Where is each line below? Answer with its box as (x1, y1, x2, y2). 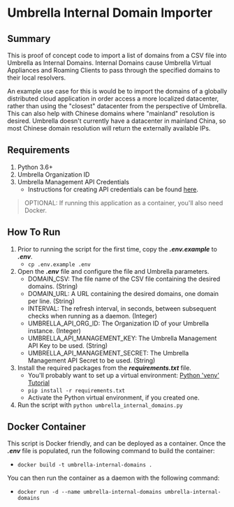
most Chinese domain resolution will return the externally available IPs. (7, 124, 211, 132)
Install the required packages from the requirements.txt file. (17, 363, 192, 372)
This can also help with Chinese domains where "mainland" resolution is (7, 110, 215, 117)
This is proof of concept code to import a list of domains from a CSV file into (7, 51, 227, 59)
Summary (7, 33, 51, 45)
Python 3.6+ (17, 163, 54, 171)
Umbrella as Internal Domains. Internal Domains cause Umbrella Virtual (7, 59, 212, 67)
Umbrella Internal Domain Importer (7, 5, 213, 21)
